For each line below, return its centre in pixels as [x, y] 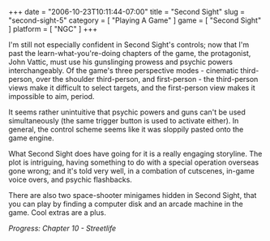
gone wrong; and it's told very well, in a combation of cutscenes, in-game [132, 171]
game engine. [31, 138]
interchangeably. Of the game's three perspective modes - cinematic [124, 71]
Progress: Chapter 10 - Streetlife [62, 228]
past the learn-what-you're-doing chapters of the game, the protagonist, [130, 53]
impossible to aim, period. [51, 96]
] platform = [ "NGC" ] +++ [53, 29]
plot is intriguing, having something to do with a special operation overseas [134, 162]
